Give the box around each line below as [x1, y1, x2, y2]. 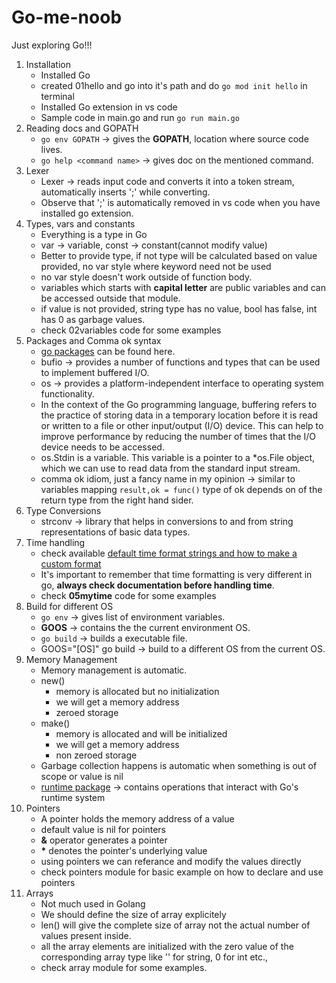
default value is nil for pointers [40, 823, 166, 835]
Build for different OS [25, 600, 114, 612]
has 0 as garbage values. [40, 313, 146, 325]
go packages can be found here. [40, 345, 176, 357]
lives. [40, 143, 63, 155]
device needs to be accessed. [40, 441, 165, 453]
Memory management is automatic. [40, 664, 188, 676]
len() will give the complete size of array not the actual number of [40, 919, 311, 931]
